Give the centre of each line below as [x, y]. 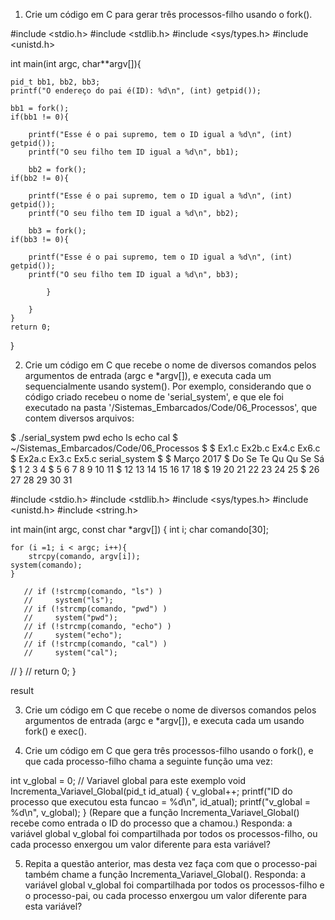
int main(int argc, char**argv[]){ [76, 63]
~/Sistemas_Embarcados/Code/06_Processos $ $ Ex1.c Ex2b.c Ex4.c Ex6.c [165, 448]
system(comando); [46, 565]
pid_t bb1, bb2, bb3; [55, 82]
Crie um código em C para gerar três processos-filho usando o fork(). [168, 14]
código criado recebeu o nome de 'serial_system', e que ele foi [154, 397]
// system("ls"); [68, 600]
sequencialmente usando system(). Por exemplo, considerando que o [168, 386]
